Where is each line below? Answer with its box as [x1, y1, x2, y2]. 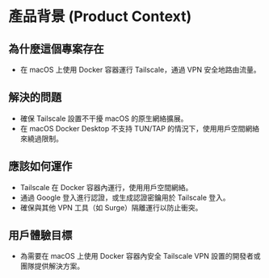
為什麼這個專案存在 [8, 42, 104, 56]
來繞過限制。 [19, 134, 63, 143]
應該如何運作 [8, 160, 73, 173]
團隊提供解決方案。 [19, 261, 85, 271]
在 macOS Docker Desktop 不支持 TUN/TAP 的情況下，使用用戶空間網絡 [19, 123, 260, 133]
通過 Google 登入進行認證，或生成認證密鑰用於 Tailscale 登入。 [19, 193, 230, 202]
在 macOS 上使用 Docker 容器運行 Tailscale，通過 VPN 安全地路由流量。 [19, 65, 261, 74]
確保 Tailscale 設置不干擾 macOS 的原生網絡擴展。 [19, 114, 188, 123]
